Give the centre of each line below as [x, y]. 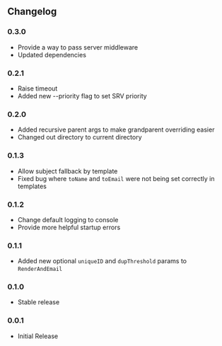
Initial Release [38, 336]
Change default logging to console [68, 219]
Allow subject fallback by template [68, 171]
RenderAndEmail [40, 269]
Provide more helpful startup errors [69, 227]
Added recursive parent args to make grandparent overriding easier [116, 129]
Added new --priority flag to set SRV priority [82, 96]
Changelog [32, 12]
